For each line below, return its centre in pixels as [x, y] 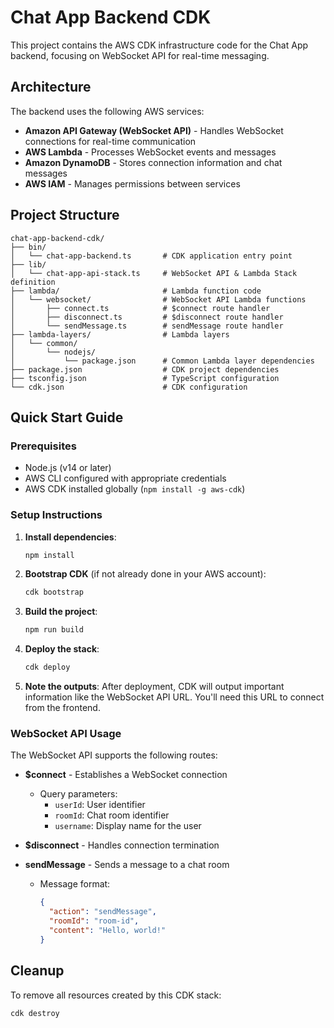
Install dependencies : [70, 537]
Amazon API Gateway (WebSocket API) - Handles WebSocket [154, 130]
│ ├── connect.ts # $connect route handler [140, 308]
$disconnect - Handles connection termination [122, 845]
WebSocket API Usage [66, 733]
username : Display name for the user [128, 826]
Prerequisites [43, 446]
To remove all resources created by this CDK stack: [116, 995]
